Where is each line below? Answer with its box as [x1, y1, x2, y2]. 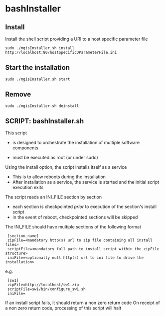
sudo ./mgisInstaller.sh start [5, 77, 70, 82]
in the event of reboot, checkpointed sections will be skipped [12, 214, 138, 220]
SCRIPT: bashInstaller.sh [5, 117, 84, 125]
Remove [5, 90, 31, 99]
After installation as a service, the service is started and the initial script [12, 179, 160, 185]
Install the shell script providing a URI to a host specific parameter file [5, 36, 148, 42]
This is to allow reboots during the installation [12, 174, 106, 180]
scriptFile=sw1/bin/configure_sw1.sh [7, 287, 86, 292]
